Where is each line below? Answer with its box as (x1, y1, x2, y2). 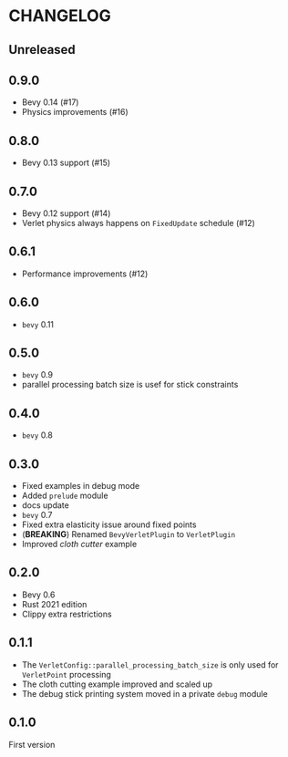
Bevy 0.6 (21, 589, 56, 600)
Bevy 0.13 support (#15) (21, 157, 111, 169)
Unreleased (8, 42, 77, 57)
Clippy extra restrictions (21, 608, 112, 619)
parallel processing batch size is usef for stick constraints (21, 379, 239, 390)
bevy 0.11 (21, 318, 55, 329)
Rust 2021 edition (21, 598, 87, 609)
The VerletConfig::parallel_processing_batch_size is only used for (21, 658, 279, 670)
